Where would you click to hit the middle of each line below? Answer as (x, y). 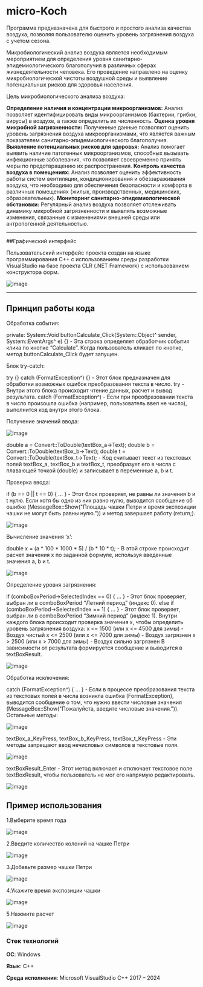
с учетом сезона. (29, 41)
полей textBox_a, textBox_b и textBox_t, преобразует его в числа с (91, 464)
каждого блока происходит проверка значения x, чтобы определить (95, 622)
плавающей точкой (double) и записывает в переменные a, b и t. (90, 471)
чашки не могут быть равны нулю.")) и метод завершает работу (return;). (101, 513)
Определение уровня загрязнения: (51, 584)
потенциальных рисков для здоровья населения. (70, 84)
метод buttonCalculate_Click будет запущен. (63, 354)
